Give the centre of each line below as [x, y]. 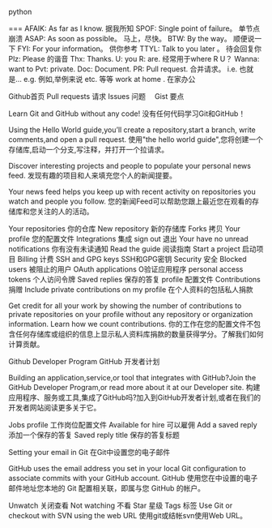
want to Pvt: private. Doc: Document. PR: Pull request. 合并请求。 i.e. [123, 69]
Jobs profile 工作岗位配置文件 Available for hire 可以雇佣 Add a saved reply [133, 425]
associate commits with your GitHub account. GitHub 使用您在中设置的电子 [133, 478]
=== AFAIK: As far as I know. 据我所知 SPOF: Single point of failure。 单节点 [134, 28]
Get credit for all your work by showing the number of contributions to [125, 306]
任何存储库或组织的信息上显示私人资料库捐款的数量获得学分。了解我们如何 [139, 334]
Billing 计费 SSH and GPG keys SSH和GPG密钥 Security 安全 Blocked [132, 259]
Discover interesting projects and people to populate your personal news [130, 166]
